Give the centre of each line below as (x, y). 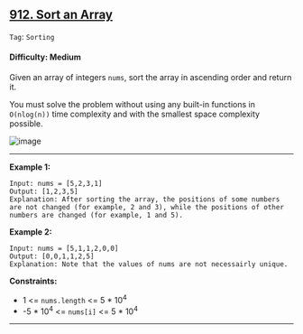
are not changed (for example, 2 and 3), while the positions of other (147, 208)
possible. (26, 124)
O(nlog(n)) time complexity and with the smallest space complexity (134, 114)
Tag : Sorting (32, 36)
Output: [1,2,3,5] (44, 192)
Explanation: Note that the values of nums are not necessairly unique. (149, 264)
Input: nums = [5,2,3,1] (56, 184)
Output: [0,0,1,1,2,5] (52, 256)
